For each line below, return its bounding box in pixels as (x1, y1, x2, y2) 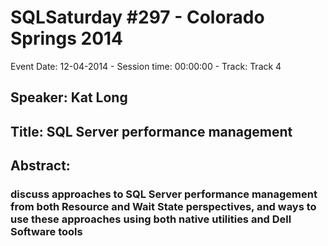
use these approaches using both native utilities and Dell (10, 212, 292, 226)
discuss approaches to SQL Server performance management (10, 187, 318, 201)
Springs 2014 (10, 27, 124, 50)
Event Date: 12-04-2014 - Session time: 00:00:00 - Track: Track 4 (10, 60, 282, 72)
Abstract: (10, 157, 71, 175)
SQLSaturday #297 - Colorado (10, 6, 265, 29)
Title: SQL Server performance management (10, 123, 293, 140)
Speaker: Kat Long (10, 89, 128, 106)
